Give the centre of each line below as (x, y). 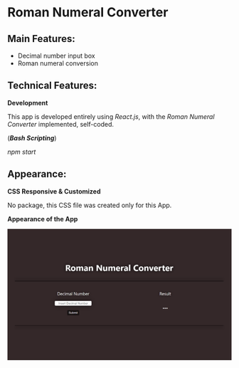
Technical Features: (52, 86)
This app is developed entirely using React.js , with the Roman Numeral (111, 116)
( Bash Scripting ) (32, 138)
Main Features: (42, 39)
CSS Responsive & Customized (54, 191)
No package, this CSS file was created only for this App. (90, 205)
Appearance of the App (43, 219)
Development (28, 102)
